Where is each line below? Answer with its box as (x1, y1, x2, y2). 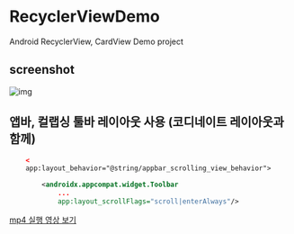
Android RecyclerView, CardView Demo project (9, 36, 184, 47)
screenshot (9, 62, 75, 77)
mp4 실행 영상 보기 (9, 214, 76, 225)
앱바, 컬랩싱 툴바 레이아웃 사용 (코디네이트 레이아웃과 (9, 114, 285, 130)
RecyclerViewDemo (9, 6, 160, 27)
